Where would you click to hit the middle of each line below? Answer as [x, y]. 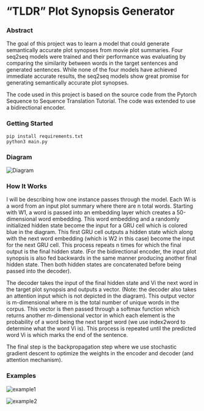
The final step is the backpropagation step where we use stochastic [92, 347]
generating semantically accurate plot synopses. [67, 83]
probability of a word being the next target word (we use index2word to [96, 322]
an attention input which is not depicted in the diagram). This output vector [100, 296]
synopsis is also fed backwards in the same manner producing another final [102, 258]
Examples [21, 376]
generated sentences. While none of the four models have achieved [92, 70]
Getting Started [30, 124]
